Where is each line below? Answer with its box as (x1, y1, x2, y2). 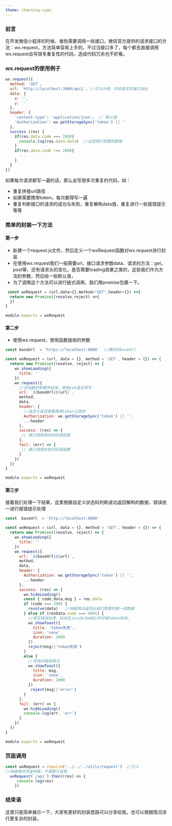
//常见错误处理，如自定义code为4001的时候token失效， (28, 616, 132, 621)
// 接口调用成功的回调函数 (21, 433, 71, 438)
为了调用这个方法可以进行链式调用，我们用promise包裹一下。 (12, 279, 142, 285)
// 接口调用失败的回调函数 (21, 447, 71, 452)
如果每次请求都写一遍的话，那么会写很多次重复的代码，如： (5, 177, 131, 183)
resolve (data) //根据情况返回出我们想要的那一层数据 (28, 606, 135, 611)
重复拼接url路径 (12, 188, 46, 194)
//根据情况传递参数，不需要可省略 (5, 769, 68, 774)
